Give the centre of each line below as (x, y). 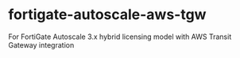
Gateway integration (41, 44)
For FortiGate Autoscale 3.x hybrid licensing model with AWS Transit (120, 37)
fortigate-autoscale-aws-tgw (107, 15)
